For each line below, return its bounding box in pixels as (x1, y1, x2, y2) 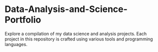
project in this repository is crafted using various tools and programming (4, 36, 153, 42)
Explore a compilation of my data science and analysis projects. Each (4, 30, 147, 36)
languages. (4, 41, 28, 47)
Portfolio (4, 14, 41, 25)
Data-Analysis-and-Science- (4, 3, 128, 15)
